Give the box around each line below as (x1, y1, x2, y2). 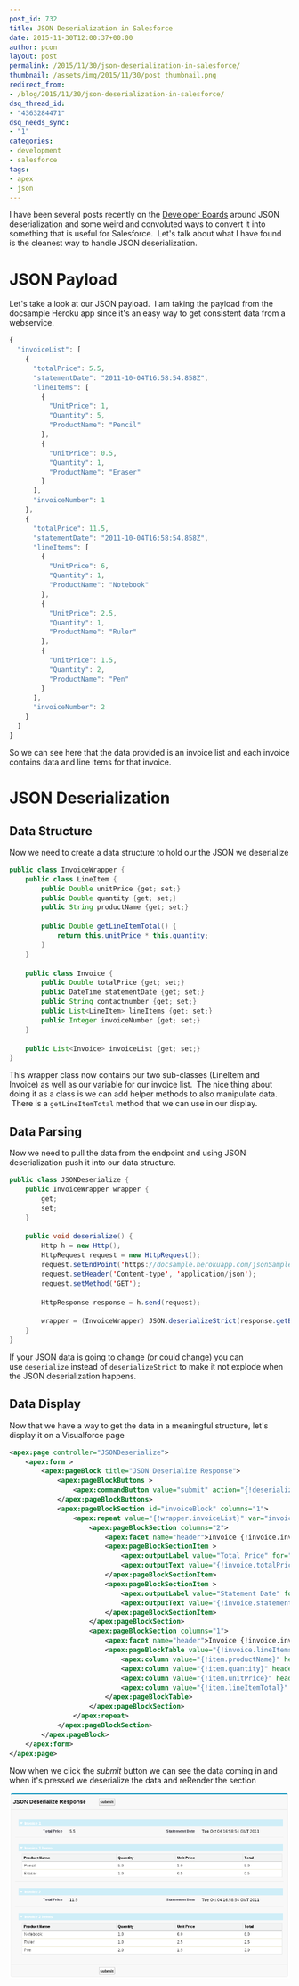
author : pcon (9, 43, 58, 52)
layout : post (9, 52, 58, 62)
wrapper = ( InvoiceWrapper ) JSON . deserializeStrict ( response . (41, 1317, 277, 1326)
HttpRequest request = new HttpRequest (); (41, 1251, 201, 1260)
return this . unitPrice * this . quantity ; (56, 931, 209, 940)
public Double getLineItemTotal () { (41, 922, 177, 931)
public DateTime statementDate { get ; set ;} (41, 988, 205, 997)
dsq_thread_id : (9, 99, 66, 108)
